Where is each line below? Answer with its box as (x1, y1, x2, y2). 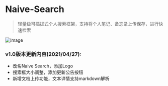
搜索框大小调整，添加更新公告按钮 (12, 69, 83, 75)
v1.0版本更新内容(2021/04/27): (5, 50, 82, 57)
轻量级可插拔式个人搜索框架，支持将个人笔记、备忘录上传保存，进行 (17, 21, 159, 27)
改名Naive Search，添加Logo (12, 63, 73, 69)
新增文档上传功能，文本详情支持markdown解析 (12, 75, 110, 81)
